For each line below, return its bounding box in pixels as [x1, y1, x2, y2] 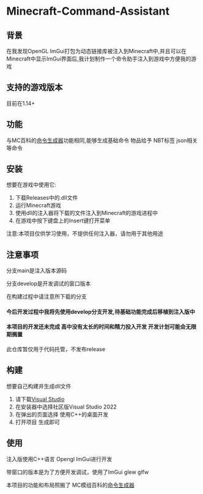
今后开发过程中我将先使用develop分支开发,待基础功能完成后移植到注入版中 [6, 308, 196, 315]
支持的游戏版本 [6, 82, 63, 93]
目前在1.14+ [6, 100, 35, 107]
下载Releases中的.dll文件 [15, 194, 78, 202]
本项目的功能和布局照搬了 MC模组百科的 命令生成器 [6, 481, 135, 489]
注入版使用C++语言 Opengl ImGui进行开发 [6, 455, 113, 462]
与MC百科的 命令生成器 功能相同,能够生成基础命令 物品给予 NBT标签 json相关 [6, 136, 198, 144]
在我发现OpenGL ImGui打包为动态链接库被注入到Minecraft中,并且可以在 [6, 48, 187, 54]
